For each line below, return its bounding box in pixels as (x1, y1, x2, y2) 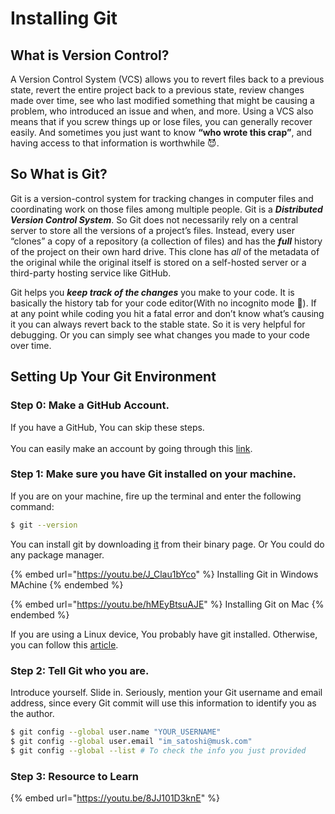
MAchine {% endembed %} (10, 578, 124, 591)
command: (10, 500, 55, 512)
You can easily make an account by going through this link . (10, 442, 253, 454)
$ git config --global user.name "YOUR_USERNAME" (10, 727, 222, 737)
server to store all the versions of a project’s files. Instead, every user (10, 224, 295, 236)
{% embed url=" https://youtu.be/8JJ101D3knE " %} (10, 792, 220, 804)
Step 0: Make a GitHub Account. (10, 398, 170, 412)
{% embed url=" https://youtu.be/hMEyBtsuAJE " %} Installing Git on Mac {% (10, 598, 325, 610)
